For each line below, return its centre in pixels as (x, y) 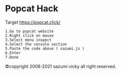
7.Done (12, 57)
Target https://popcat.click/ (33, 22)
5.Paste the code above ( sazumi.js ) (45, 48)
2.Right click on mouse (30, 36)
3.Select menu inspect (28, 40)
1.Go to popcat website (30, 31)
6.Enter (13, 53)
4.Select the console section (36, 44)
